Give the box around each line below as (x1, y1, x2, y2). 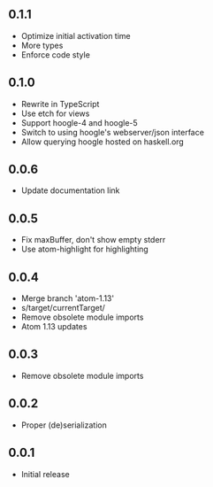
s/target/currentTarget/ (20, 303, 105, 313)
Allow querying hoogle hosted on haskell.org (20, 136, 185, 147)
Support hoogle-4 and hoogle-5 (20, 117, 138, 128)
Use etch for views (20, 108, 90, 119)
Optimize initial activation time (20, 30, 131, 41)
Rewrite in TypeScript (20, 98, 100, 109)
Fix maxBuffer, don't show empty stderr (20, 235, 166, 245)
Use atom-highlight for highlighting (20, 243, 149, 255)
